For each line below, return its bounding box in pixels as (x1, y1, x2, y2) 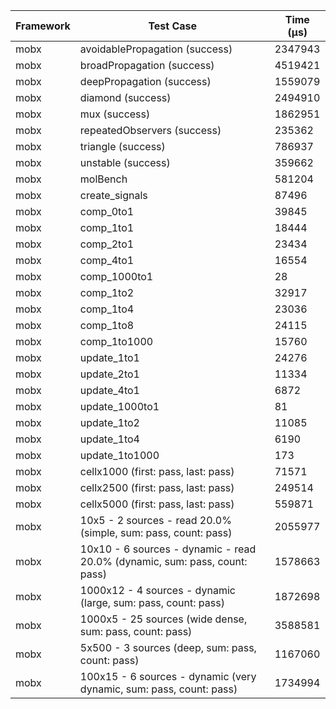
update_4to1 (79, 384, 140, 397)
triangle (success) (79, 140, 166, 153)
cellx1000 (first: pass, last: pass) (79, 465, 235, 478)
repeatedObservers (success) (79, 124, 222, 137)
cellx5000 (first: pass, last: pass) (79, 497, 235, 511)
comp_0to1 (79, 205, 135, 218)
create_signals (79, 189, 148, 202)
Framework (15, 19, 71, 33)
